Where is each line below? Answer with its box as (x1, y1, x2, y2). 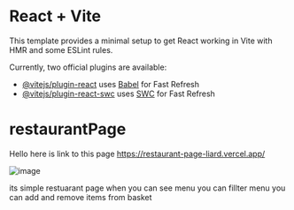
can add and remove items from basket (9, 191, 152, 202)
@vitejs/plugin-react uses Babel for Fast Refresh (21, 79, 200, 89)
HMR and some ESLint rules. (9, 44, 113, 55)
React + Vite (9, 6, 102, 26)
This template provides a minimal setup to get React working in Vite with (9, 35, 273, 46)
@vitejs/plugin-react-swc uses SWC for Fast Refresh (21, 88, 215, 99)
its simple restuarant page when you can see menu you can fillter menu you (9, 183, 286, 193)
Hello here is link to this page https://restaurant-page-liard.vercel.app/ (9, 148, 266, 159)
